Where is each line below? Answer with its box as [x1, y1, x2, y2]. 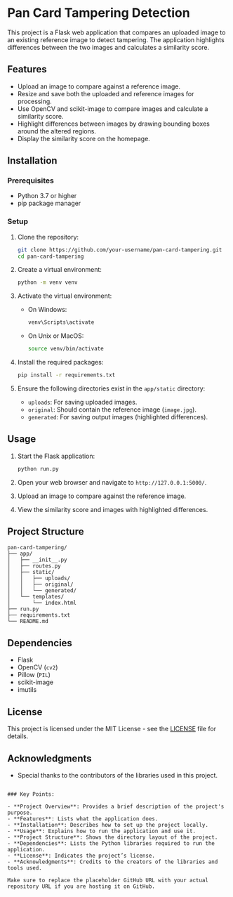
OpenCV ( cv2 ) [17, 663, 58, 672]
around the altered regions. [17, 126, 97, 135]
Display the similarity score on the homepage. [17, 134, 151, 143]
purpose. [7, 809, 33, 816]
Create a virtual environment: [17, 266, 102, 274]
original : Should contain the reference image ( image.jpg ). [27, 405, 197, 414]
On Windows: [27, 306, 67, 314]
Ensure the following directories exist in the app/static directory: [17, 384, 206, 393]
